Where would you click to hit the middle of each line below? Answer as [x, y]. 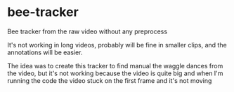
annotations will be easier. [45, 52]
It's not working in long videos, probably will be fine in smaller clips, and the [117, 45]
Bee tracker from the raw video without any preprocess [87, 31]
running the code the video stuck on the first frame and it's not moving [110, 80]
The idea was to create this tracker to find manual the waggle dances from [115, 66]
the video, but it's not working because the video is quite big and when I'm [115, 73]
